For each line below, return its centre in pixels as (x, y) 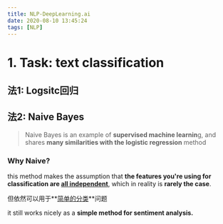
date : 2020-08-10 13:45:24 (47, 21)
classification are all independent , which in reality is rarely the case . (109, 184)
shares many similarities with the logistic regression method (115, 142)
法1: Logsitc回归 (43, 90)
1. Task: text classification (86, 62)
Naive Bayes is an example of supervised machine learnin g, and (120, 134)
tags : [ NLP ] (25, 27)
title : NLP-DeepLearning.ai (49, 14)
